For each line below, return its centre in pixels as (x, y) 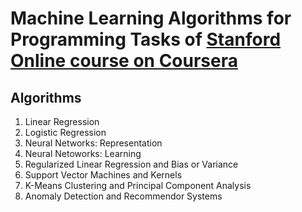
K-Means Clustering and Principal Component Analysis (138, 185)
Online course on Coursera (124, 61)
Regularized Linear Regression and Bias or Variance (131, 164)
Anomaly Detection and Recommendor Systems (123, 196)
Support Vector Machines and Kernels (103, 175)
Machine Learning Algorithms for (151, 18)
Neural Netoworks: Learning (83, 153)
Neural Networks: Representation (93, 143)
